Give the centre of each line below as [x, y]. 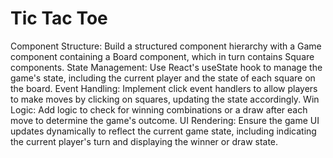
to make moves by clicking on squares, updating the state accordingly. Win [165, 99]
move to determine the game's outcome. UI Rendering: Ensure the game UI [165, 120]
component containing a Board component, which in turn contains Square [162, 56]
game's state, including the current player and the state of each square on [163, 78]
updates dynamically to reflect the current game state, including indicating [163, 131]
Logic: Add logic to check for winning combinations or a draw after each [159, 109]
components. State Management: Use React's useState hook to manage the [166, 67]
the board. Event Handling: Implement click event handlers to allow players [164, 88]
